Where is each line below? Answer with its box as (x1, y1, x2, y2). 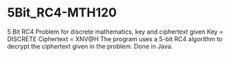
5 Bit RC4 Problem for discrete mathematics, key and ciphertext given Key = (7, 27, 224, 36)
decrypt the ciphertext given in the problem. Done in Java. (7, 42, 173, 50)
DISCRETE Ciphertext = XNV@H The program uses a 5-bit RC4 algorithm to (7, 34, 223, 43)
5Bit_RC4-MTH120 (7, 5, 117, 21)
